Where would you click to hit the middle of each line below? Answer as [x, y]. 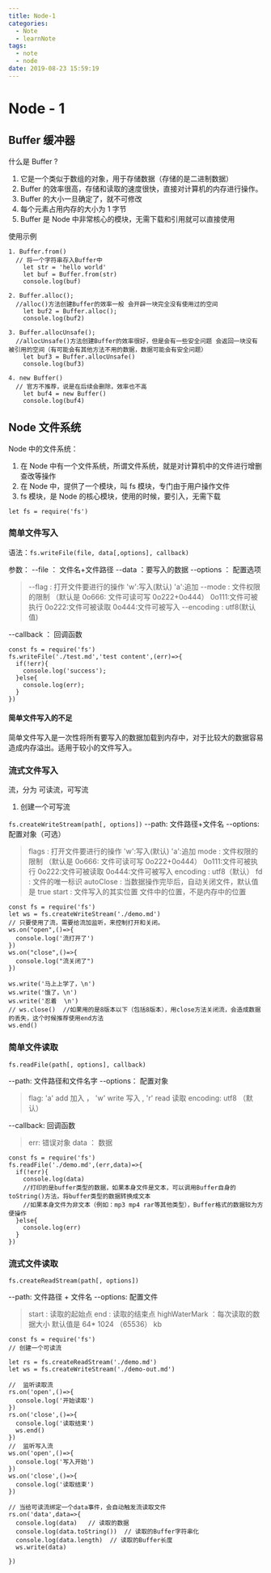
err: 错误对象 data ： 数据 [70, 1143]
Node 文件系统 [45, 428]
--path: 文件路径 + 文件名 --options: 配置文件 [83, 1296]
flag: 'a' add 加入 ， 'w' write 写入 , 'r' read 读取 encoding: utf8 [132, 1098]
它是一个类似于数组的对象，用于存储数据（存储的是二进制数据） [126, 178]
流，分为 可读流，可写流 [49, 790]
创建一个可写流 [45, 807]
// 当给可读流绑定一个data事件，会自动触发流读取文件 [87, 1507]
